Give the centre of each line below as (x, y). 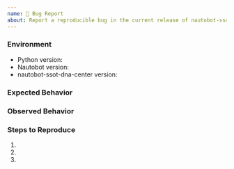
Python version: (40, 59)
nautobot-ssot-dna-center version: (67, 74)
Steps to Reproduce (41, 129)
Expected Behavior (40, 92)
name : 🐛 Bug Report (36, 14)
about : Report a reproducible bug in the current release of (98, 20)
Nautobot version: (43, 67)
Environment (30, 45)
